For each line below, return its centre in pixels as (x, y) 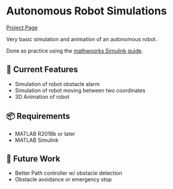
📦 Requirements (38, 116)
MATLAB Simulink (37, 140)
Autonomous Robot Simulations (86, 11)
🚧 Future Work (33, 159)
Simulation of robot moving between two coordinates (80, 90)
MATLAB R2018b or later (45, 133)
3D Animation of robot (42, 96)
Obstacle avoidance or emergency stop (63, 179)
